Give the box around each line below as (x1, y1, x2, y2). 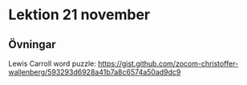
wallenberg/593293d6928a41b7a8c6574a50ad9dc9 (8, 67, 181, 77)
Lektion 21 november (8, 6, 151, 24)
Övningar (8, 38, 56, 51)
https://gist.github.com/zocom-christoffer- (97, 59, 239, 68)
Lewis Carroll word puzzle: (8, 59, 96, 68)
